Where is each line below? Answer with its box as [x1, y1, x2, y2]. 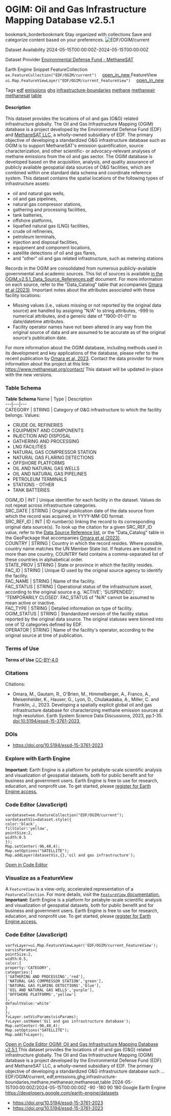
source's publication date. [12, 335, 68, 341]
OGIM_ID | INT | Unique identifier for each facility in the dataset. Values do [5, 497, 161, 503]
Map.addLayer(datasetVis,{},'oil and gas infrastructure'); [5, 852, 136, 858]
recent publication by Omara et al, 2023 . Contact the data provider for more [5, 355, 164, 361]
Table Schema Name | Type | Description [5, 396, 93, 402]
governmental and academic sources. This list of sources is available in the [5, 271, 163, 277]
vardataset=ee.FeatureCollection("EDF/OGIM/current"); [5, 812, 124, 818]
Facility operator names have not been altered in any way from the [12, 324, 152, 330]
